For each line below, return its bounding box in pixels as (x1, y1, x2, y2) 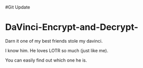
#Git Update (5, 4, 30, 10)
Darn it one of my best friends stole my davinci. (5, 38, 103, 44)
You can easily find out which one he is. (5, 57, 87, 63)
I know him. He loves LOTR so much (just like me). (5, 47, 108, 54)
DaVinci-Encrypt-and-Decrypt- (5, 22, 138, 33)
